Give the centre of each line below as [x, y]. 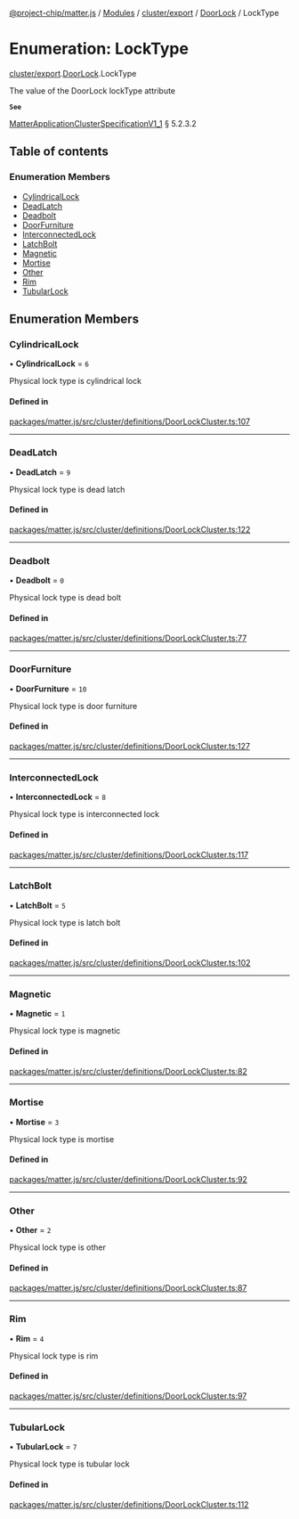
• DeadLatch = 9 [40, 472]
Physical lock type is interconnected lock [85, 814]
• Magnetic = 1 [37, 1014]
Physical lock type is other [58, 1247]
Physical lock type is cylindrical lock [76, 381]
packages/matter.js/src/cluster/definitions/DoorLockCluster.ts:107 [130, 421]
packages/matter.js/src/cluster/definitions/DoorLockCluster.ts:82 [128, 1071]
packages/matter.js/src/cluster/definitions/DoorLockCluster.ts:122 [130, 530]
